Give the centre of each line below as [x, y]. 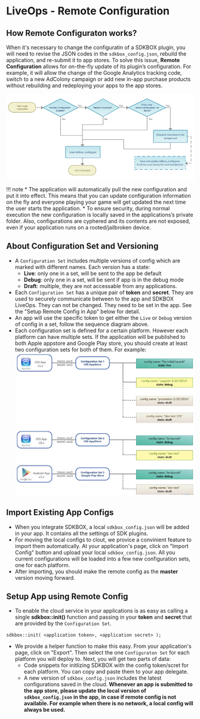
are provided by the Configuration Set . [63, 623]
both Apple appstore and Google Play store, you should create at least [101, 343]
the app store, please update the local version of [85, 691]
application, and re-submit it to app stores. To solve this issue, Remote [93, 60]
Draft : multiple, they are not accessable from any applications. [100, 286]
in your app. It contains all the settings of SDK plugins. [81, 533]
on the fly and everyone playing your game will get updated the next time [96, 202]
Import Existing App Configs [60, 513]
